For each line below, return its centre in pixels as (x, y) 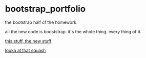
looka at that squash (26, 50)
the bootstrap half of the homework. (42, 22)
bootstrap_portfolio (45, 9)
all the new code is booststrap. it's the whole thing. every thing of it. (73, 31)
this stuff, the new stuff (28, 41)
